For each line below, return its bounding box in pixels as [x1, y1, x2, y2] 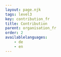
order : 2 [5, 30, 23, 35]
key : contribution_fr [5, 16, 50, 21]
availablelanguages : [5, 35, 48, 40]
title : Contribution [5, 21, 48, 26]
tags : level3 [5, 12, 32, 17]
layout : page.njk [5, 7, 41, 12]
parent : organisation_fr [5, 26, 57, 31]
